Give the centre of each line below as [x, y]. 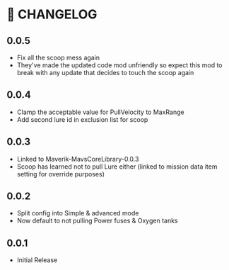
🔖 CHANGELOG [52, 15]
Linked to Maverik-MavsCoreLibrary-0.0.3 [78, 159]
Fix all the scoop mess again [58, 57]
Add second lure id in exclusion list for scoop [82, 119]
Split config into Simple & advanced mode [78, 213]
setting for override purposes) [61, 174]
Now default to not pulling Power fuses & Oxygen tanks [97, 221]
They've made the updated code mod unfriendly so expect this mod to [119, 65]
